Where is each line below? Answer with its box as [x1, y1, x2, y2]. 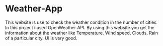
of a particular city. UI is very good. [5, 35, 78, 41]
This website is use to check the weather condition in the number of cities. [5, 19, 158, 25]
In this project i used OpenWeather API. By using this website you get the [5, 24, 155, 30]
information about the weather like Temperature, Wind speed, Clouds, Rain [5, 30, 158, 36]
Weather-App [5, 3, 63, 14]
